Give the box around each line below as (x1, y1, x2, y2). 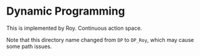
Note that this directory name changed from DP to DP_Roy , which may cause (6, 36, 195, 43)
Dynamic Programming (6, 4, 125, 18)
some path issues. (6, 43, 52, 50)
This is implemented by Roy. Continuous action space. (6, 24, 142, 32)
